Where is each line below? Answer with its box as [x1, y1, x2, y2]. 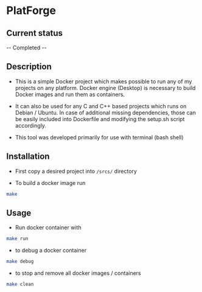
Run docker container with [15, 224, 82, 231]
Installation [6, 151, 50, 162]
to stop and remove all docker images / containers [15, 269, 141, 277]
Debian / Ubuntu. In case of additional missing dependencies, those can [15, 109, 196, 116]
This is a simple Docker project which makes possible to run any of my [15, 77, 192, 85]
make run [6, 235, 29, 242]
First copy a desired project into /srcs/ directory [15, 167, 137, 175]
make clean [6, 281, 34, 288]
